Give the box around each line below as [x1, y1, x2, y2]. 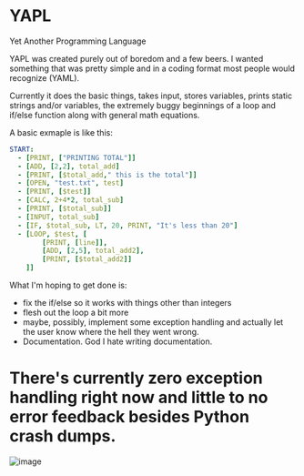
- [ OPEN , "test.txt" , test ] [17, 178, 125, 187]
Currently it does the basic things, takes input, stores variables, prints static [9, 90, 293, 101]
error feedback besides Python [9, 407, 250, 428]
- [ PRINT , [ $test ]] [17, 187, 92, 197]
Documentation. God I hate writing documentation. [22, 336, 213, 347]
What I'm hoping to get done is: [9, 279, 127, 291]
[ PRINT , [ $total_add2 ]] [42, 255, 132, 264]
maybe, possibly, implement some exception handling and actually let [22, 317, 284, 328]
